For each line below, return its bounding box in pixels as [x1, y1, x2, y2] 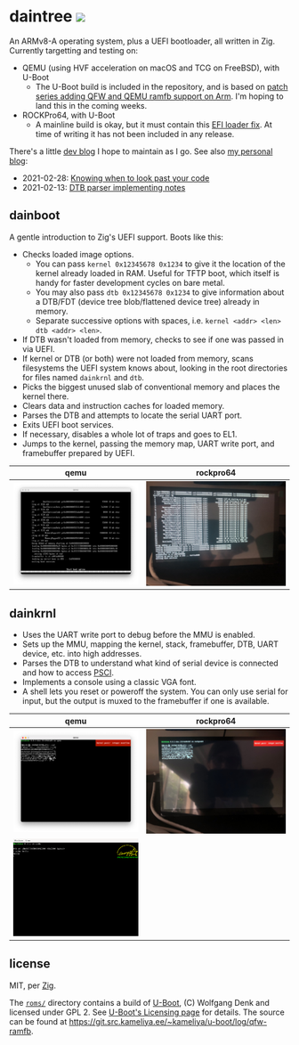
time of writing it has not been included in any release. [35, 128, 235, 139]
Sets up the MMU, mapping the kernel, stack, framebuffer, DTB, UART [21, 639, 279, 649]
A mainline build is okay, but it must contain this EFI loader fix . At [35, 118, 273, 130]
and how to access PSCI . [21, 667, 114, 678]
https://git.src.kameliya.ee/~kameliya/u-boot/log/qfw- [69, 1016, 268, 1026]
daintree [9, 6, 73, 27]
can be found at [9, 1016, 68, 1026]
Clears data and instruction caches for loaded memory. [21, 400, 225, 411]
